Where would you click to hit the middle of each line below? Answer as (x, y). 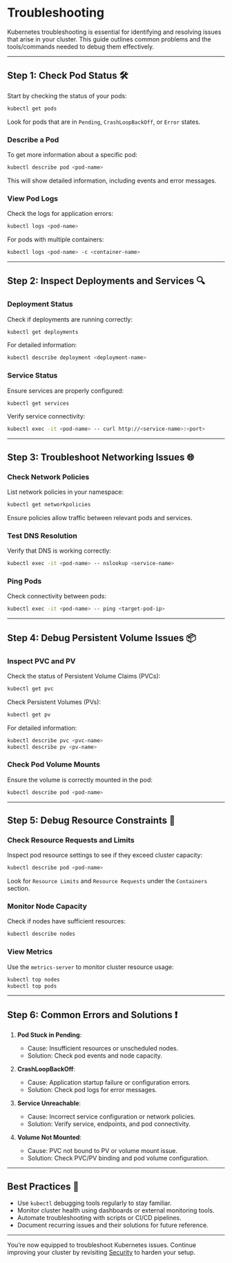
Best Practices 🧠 (43, 1187)
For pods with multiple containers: (56, 239)
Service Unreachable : (49, 1103)
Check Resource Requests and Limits (71, 840)
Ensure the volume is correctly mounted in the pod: (80, 780)
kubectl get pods (32, 109)
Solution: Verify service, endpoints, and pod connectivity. (109, 1124)
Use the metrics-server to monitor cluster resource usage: (90, 967)
